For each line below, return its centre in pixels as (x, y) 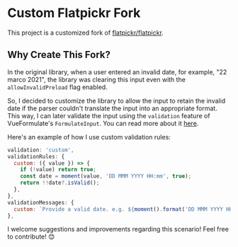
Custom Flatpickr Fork (74, 13)
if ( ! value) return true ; (58, 170)
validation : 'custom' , (41, 150)
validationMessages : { (41, 202)
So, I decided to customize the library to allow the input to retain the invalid (117, 100)
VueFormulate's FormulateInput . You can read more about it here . (103, 123)
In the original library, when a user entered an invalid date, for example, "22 (117, 71)
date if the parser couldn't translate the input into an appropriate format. (112, 108)
